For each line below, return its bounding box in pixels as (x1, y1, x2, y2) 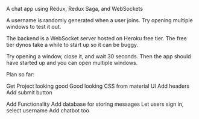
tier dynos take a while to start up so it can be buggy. (6, 41, 139, 48)
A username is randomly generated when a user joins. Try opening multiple (6, 17, 193, 23)
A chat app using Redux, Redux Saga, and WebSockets (6, 5, 144, 12)
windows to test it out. (6, 23, 62, 30)
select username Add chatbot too (6, 107, 89, 114)
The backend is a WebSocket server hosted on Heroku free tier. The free (6, 35, 187, 41)
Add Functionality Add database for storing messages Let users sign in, (6, 100, 184, 108)
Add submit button (6, 89, 52, 96)
